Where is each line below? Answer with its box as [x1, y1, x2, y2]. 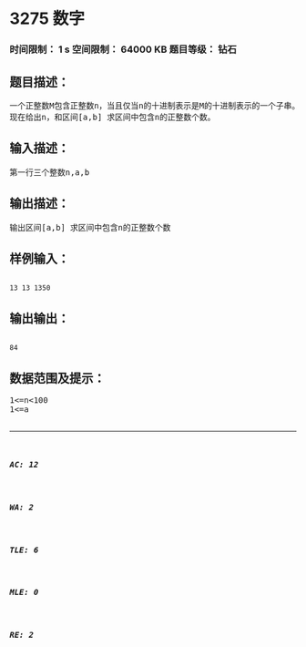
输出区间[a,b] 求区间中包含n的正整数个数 [9, 222, 171, 232]
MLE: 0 [9, 587, 39, 598]
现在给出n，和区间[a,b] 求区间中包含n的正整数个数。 [9, 111, 216, 122]
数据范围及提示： [9, 370, 106, 385]
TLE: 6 [9, 544, 39, 555]
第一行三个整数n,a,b [9, 167, 90, 178]
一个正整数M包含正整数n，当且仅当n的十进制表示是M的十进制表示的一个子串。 [9, 100, 301, 110]
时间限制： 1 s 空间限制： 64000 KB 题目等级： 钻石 [9, 43, 237, 56]
